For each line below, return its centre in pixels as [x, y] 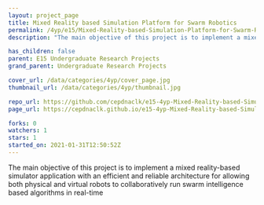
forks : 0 [22, 123]
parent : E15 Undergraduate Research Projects [84, 59]
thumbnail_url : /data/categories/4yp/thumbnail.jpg [94, 87]
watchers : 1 [27, 130]
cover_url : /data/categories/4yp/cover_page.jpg [89, 80]
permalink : [26, 30]
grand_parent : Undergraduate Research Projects [88, 66]
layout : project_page [44, 15]
